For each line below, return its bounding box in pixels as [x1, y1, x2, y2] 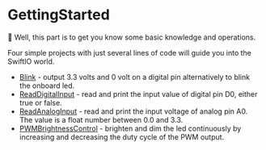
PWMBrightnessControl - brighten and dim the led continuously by [19, 123, 242, 133]
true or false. [19, 98, 62, 107]
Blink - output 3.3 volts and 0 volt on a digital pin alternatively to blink [19, 72, 251, 81]
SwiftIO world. [7, 56, 55, 66]
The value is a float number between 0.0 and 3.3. [19, 115, 184, 124]
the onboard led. [19, 81, 75, 90]
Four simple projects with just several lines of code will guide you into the [7, 48, 252, 57]
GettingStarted [7, 6, 110, 24]
